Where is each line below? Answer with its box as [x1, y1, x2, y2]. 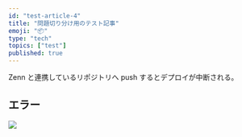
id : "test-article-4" [8, 11, 81, 20]
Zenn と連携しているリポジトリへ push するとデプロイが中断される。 [8, 73, 239, 81]
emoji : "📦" [8, 27, 48, 35]
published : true [8, 49, 63, 57]
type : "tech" [8, 34, 52, 43]
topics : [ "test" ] [8, 42, 67, 50]
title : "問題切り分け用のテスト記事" [8, 19, 119, 27]
